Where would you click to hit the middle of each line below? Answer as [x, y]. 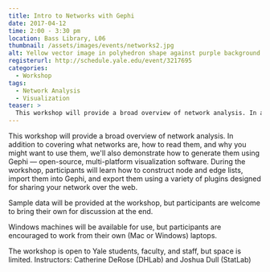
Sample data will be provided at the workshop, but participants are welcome [135, 203]
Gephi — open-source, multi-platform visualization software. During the [127, 161]
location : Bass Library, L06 [57, 38]
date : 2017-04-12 [37, 23]
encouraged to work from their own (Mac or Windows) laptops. [113, 235]
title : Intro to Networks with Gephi [72, 16]
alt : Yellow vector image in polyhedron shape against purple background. [136, 53]
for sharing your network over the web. [73, 187]
